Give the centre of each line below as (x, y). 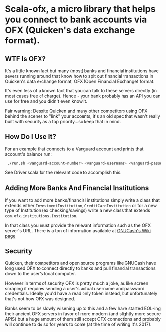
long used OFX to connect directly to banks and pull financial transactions (80, 268)
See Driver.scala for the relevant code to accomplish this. (63, 172)
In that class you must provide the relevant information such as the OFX (78, 225)
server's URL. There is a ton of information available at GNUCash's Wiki (78, 230)
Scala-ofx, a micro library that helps (80, 9)
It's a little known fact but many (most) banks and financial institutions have (82, 71)
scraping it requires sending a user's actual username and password (75, 289)
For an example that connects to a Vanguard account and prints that (74, 149)
